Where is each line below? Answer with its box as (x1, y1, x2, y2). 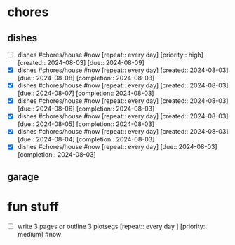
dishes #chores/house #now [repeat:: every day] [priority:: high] (17, 50, 203, 59)
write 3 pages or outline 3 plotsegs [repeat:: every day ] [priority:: (17, 222, 207, 230)
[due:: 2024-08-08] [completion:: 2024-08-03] (17, 74, 155, 83)
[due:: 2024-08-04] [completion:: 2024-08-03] (17, 135, 155, 143)
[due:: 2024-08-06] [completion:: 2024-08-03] (17, 104, 155, 113)
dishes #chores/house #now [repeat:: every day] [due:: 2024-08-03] (17, 143, 217, 151)
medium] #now (17, 230, 62, 238)
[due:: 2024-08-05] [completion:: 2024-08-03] (17, 120, 155, 128)
